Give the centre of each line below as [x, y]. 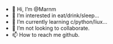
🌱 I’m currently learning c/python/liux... [59, 22]
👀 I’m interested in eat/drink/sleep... [55, 15]
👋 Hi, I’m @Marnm [34, 9]
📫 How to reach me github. [46, 35]
